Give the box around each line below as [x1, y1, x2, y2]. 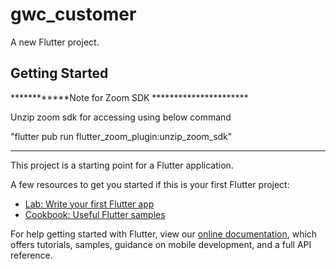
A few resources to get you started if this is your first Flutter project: [10, 178, 290, 190]
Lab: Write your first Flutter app [24, 198, 155, 210]
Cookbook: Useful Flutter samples [24, 208, 166, 220]
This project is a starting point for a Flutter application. [10, 159, 234, 171]
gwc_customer [10, 3, 137, 26]
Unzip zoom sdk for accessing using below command [10, 111, 232, 123]
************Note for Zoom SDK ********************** [10, 91, 249, 103]
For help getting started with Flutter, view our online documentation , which [10, 228, 318, 240]
